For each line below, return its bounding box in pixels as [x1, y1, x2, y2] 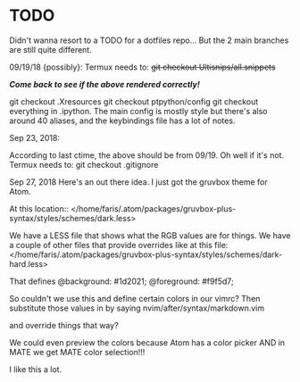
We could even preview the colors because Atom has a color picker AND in [9, 336, 286, 348]
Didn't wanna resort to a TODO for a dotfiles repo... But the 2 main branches [9, 35, 289, 46]
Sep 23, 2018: [9, 132, 61, 143]
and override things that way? [9, 320, 119, 330]
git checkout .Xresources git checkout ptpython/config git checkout [9, 95, 259, 107]
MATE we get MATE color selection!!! [9, 346, 146, 357]
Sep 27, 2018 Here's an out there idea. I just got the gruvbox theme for [9, 176, 268, 187]
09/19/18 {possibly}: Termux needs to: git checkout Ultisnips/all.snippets [9, 62, 276, 72]
